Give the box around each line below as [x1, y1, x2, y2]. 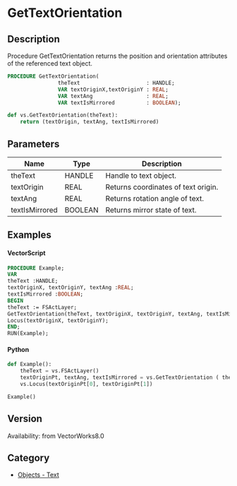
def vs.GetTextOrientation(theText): [7, 111, 119, 119]
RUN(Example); [7, 330, 49, 337]
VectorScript [7, 248, 46, 257]
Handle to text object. [105, 171, 177, 181]
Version [7, 413, 42, 425]
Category [7, 451, 50, 463]
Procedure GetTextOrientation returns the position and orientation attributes [7, 51, 228, 60]
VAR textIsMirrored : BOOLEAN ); [57, 99, 181, 107]
